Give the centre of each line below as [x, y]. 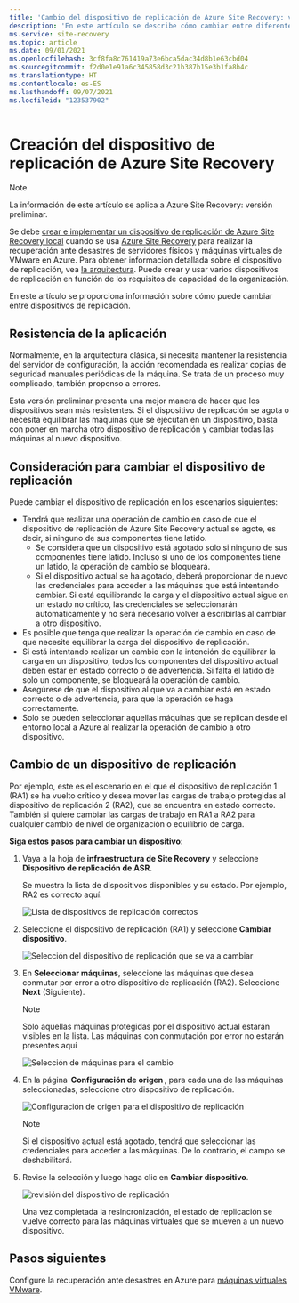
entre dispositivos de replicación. [70, 306]
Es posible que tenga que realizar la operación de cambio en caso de [149, 632]
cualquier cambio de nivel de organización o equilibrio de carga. [127, 823]
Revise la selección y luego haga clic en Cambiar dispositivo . [135, 1177]
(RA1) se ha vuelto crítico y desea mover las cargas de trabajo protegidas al [148, 795]
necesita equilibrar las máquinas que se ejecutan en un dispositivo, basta [143, 420]
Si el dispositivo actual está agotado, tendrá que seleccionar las [139, 1141]
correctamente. [50, 708]
